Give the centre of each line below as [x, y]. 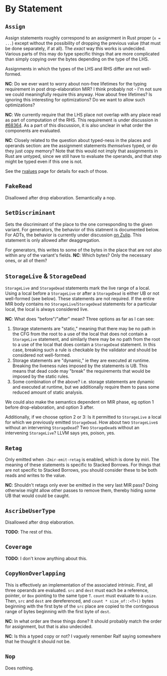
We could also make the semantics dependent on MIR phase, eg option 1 [80, 402]
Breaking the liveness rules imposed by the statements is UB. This [80, 366]
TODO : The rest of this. [29, 532]
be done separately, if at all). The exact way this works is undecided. [76, 48]
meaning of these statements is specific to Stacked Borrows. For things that [83, 465]
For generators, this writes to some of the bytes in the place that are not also [83, 250]
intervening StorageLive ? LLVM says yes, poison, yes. [60, 433]
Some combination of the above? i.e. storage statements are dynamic [83, 382]
